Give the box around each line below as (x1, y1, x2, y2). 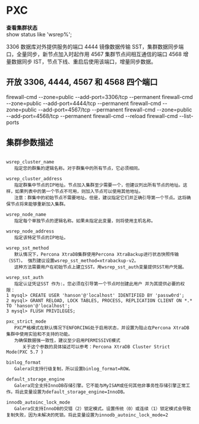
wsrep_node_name (6, 211, 46, 218)
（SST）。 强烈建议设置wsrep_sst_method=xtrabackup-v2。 (6, 258, 139, 264)
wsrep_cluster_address (6, 175, 62, 182)
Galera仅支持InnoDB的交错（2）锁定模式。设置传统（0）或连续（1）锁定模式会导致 (14, 406, 191, 411)
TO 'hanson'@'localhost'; (6, 302, 70, 309)
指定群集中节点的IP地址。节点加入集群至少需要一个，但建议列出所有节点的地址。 (14, 182, 183, 188)
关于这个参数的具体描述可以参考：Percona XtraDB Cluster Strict (21, 343, 170, 349)
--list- (179, 112, 194, 119)
